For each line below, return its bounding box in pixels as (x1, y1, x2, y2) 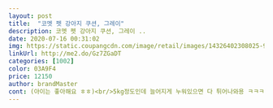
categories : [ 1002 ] (8, 58, 75, 66)
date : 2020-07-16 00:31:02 (8, 34, 100, 43)
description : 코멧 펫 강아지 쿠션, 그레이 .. (8, 27, 146, 35)
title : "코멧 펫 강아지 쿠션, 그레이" (8, 19, 124, 28)
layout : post (8, 11, 53, 20)
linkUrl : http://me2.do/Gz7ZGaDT (8, 50, 122, 58)
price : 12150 (8, 72, 53, 80)
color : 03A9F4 (8, 65, 57, 73)
